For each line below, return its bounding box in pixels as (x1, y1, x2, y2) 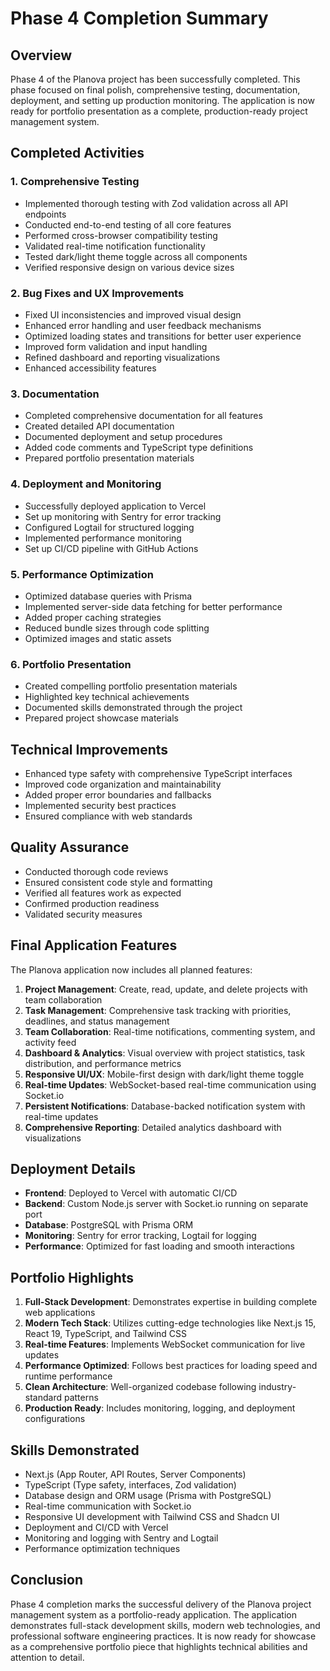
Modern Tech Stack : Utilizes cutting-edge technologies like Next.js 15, (24, 1317, 317, 1329)
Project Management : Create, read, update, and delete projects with (24, 983, 308, 995)
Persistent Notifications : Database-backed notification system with (24, 1100, 306, 1112)
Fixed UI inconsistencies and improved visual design (24, 308, 242, 321)
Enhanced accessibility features (24, 362, 157, 374)
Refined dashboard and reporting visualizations (24, 351, 221, 363)
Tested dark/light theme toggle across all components (24, 250, 248, 262)
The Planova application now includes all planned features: (10, 963, 253, 976)
